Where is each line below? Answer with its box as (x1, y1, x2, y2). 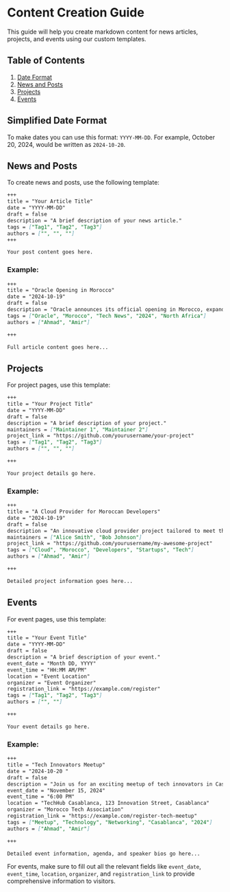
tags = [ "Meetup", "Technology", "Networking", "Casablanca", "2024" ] (7, 819, 213, 825)
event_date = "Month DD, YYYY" (7, 660, 97, 667)
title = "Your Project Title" (7, 400, 94, 408)
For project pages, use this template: (7, 381, 111, 389)
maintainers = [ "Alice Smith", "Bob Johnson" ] (7, 534, 142, 540)
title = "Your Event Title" (7, 634, 88, 641)
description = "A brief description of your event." (7, 654, 161, 661)
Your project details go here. (7, 470, 97, 477)
